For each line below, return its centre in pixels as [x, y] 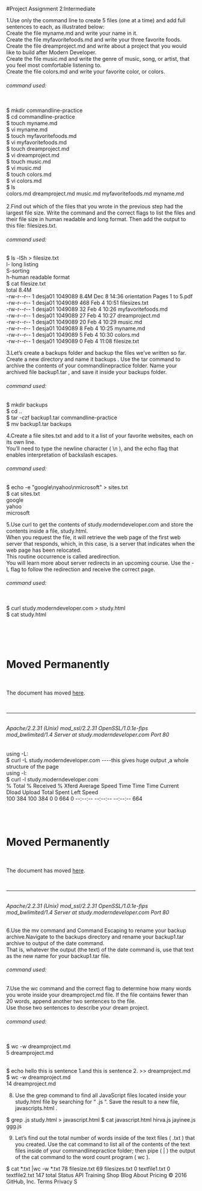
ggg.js [14, 1127]
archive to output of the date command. [55, 943]
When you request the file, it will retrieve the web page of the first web [93, 537]
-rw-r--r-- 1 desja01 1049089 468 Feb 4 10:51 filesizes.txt [77, 303]
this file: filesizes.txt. [32, 226]
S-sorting [18, 271]
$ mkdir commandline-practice [44, 110]
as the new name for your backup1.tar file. [58, 956]
